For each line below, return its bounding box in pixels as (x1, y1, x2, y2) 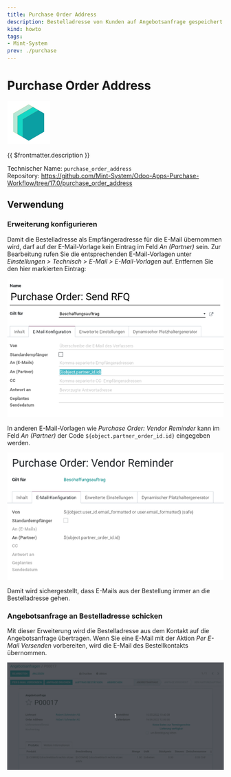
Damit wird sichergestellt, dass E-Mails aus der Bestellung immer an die (7, 586, 210, 595)
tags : (7, 33, 23, 40)
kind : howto (7, 25, 41, 32)
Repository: (7, 171, 40, 180)
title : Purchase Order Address (7, 11, 97, 18)
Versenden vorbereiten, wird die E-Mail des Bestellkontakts (20, 641, 189, 650)
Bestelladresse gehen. (7, 594, 71, 602)
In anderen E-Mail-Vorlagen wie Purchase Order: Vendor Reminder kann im (7, 424, 220, 433)
